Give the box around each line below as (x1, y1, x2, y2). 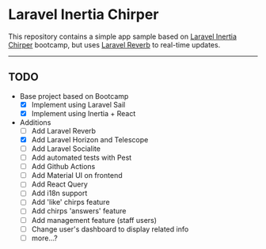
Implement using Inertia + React (31, 108, 136, 118)
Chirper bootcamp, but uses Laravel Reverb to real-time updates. (8, 40, 221, 49)
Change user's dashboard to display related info (31, 224, 189, 234)
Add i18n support (31, 188, 88, 198)
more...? (31, 233, 58, 243)
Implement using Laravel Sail (31, 100, 126, 109)
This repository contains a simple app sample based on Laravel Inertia (8, 32, 237, 41)
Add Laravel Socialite (31, 144, 101, 153)
